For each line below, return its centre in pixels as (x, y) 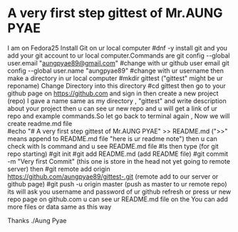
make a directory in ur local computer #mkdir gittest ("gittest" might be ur (115, 78)
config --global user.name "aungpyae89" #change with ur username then (116, 70)
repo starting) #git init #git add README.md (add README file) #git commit (118, 154)
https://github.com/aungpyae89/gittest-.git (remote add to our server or (113, 176)
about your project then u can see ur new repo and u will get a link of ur (112, 108)
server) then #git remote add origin (59, 169)
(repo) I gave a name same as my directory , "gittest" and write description (117, 100)
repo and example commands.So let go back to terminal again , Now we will (119, 116)
